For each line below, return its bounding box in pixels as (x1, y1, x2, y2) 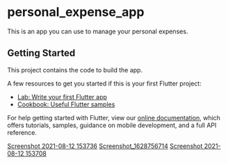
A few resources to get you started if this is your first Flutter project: (7, 79, 202, 88)
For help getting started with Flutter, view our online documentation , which (7, 113, 221, 122)
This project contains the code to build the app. (7, 65, 143, 74)
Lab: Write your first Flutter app (17, 92, 108, 101)
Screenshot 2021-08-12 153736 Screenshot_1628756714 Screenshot (7, 142, 203, 150)
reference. (7, 128, 37, 136)
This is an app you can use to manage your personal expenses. (7, 27, 188, 35)
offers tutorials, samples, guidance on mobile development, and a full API (7, 121, 217, 129)
